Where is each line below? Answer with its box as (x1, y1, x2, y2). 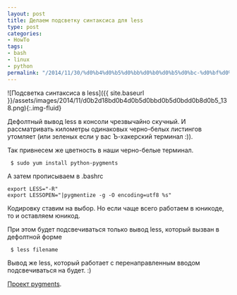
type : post (7, 23, 39, 30)
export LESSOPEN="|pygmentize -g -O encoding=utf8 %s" (7, 192, 172, 199)
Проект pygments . (7, 280, 62, 288)
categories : (7, 30, 42, 37)
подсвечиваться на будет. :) (7, 265, 92, 275)
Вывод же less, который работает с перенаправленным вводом (7, 258, 200, 267)
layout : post (7, 10, 46, 18)
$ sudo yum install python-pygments (10, 159, 119, 166)
